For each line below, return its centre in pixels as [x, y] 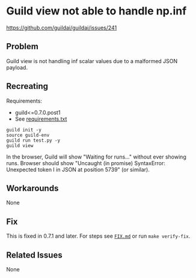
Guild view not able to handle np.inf [96, 11]
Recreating [27, 86]
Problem [23, 47]
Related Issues [34, 255]
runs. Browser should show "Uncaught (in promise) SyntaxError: [86, 163]
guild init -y [24, 130]
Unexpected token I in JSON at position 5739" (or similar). [78, 169]
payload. [17, 67]
